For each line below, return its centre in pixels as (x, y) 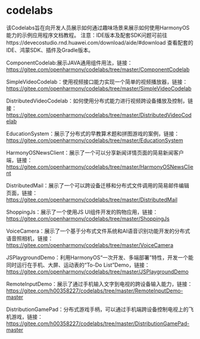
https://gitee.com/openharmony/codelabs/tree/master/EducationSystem (95, 140)
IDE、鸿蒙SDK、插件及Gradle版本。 (50, 50)
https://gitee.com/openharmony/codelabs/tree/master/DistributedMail (92, 199)
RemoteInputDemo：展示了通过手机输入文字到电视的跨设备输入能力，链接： (99, 283)
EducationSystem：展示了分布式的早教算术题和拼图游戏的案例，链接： (93, 133)
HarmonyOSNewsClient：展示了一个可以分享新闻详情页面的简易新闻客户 (95, 152)
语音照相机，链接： (30, 238)
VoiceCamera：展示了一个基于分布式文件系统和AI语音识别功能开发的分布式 (98, 231)
